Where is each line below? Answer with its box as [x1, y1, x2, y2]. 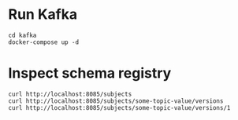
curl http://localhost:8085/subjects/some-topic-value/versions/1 [8, 104, 231, 111]
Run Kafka [8, 5, 77, 24]
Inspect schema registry [8, 64, 172, 82]
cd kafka [8, 31, 37, 39]
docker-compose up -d [8, 38, 80, 46]
